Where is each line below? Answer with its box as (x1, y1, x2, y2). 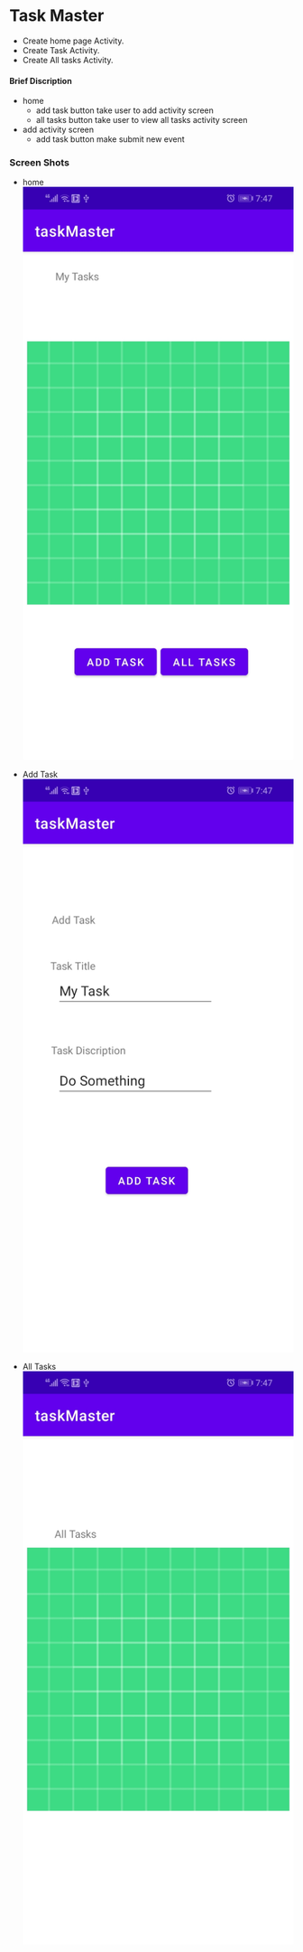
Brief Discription (9, 75, 72, 86)
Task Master (9, 5, 105, 26)
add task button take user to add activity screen (35, 105, 215, 116)
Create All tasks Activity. (22, 54, 115, 65)
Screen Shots (9, 156, 70, 169)
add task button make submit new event (35, 134, 185, 145)
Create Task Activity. (22, 44, 100, 55)
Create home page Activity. (22, 35, 124, 46)
